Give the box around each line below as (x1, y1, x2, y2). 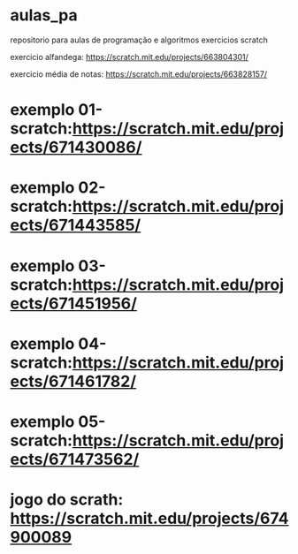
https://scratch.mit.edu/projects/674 (10, 509, 289, 528)
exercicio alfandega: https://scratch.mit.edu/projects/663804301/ (10, 51, 248, 62)
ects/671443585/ (10, 216, 141, 235)
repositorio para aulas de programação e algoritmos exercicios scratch (10, 34, 268, 45)
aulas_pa (10, 5, 78, 26)
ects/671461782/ (10, 371, 137, 391)
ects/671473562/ (10, 449, 140, 469)
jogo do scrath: (10, 489, 124, 510)
